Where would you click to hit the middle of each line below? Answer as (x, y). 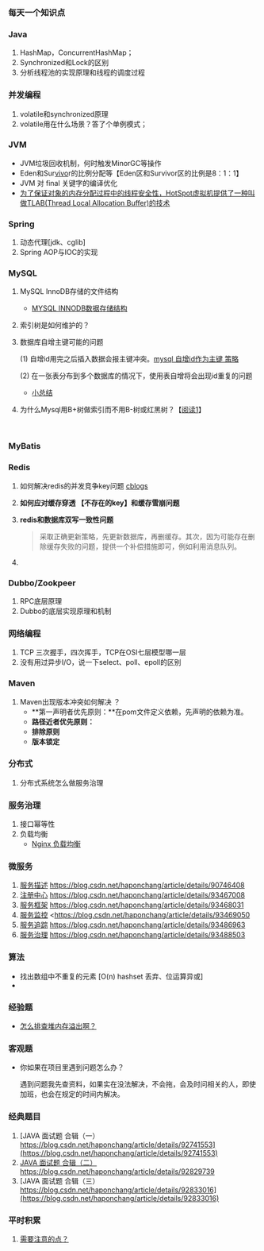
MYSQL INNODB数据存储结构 (80, 308)
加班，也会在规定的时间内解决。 (72, 1095)
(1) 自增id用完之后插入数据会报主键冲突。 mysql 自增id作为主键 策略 (129, 359)
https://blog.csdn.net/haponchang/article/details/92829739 (117, 1171)
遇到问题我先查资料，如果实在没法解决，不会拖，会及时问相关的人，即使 (138, 1084)
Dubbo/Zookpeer (42, 583)
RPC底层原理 (40, 600)
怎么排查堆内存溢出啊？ (58, 1026)
